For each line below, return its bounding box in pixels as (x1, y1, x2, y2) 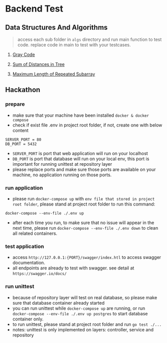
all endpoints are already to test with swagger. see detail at (12, 265, 134, 271)
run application (5, 184, 43, 191)
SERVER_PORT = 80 (5, 137, 42, 142)
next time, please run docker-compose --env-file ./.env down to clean (12, 225, 158, 231)
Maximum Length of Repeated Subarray (12, 71, 95, 77)
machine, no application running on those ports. (12, 172, 112, 178)
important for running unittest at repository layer (12, 161, 112, 167)
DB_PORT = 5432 (5, 142, 37, 147)
